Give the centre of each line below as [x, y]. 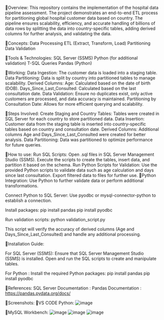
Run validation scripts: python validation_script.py [55, 219]
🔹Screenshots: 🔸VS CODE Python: [40, 303]
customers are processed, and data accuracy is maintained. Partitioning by [81, 99]
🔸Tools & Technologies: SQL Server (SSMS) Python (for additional [71, 58]
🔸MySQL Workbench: [27, 312]
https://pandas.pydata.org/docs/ [38, 293]
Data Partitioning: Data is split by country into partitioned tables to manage [80, 78]
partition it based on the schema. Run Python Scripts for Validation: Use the [81, 165]
